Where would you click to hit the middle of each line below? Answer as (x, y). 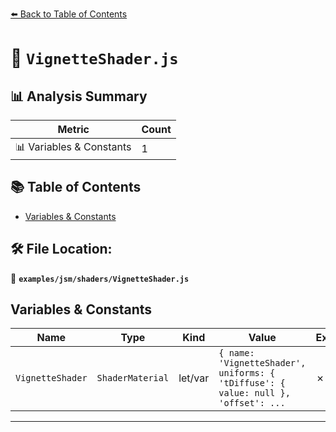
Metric (73, 129)
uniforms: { (247, 373)
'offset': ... (252, 403)
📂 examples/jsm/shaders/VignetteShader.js (100, 278)
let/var (194, 378)
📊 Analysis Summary (79, 96)
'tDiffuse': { (252, 383)
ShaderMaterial (133, 378)
